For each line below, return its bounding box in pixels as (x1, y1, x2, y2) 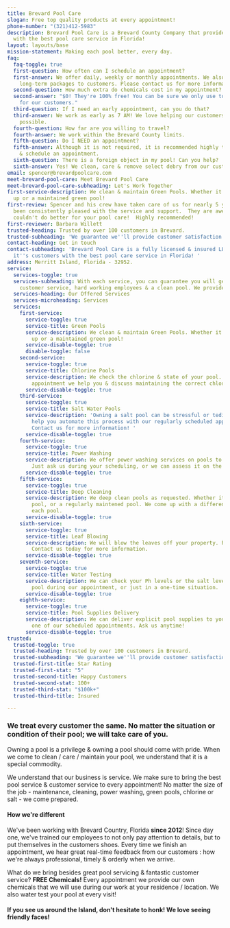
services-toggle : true (13, 272, 78, 278)
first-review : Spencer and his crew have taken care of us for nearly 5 (7, 202, 219, 209)
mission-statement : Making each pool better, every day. (7, 49, 173, 56)
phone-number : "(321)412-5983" (7, 23, 97, 29)
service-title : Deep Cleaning (25, 488, 112, 495)
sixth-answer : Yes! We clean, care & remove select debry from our (13, 163, 210, 170)
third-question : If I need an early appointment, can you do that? (13, 106, 210, 112)
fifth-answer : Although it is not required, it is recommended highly (13, 144, 219, 151)
